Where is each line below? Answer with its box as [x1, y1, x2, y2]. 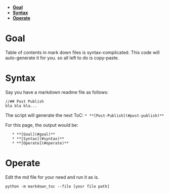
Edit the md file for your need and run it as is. [5, 174, 99, 180]
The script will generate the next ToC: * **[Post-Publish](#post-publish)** [5, 112, 164, 118]
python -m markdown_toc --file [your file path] [5, 184, 110, 189]
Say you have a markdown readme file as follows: [5, 89, 109, 95]
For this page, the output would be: [5, 122, 78, 128]
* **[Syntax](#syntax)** [12, 136, 65, 141]
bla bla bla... [5, 103, 37, 108]
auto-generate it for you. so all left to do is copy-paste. [5, 55, 119, 61]
